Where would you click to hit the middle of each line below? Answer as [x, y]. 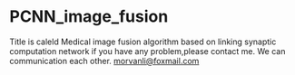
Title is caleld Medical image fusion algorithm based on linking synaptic [143, 42]
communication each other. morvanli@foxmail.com [104, 61]
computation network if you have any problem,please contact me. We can [147, 51]
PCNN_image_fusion [89, 17]
